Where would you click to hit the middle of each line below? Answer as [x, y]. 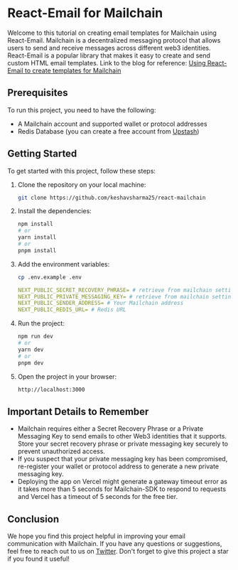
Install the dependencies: [55, 211]
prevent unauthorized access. [61, 451]
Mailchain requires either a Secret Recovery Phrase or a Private [110, 429]
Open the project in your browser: [67, 376]
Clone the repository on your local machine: [82, 184]
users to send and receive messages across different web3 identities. [109, 48]
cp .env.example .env [49, 277]
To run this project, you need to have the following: [82, 110]
